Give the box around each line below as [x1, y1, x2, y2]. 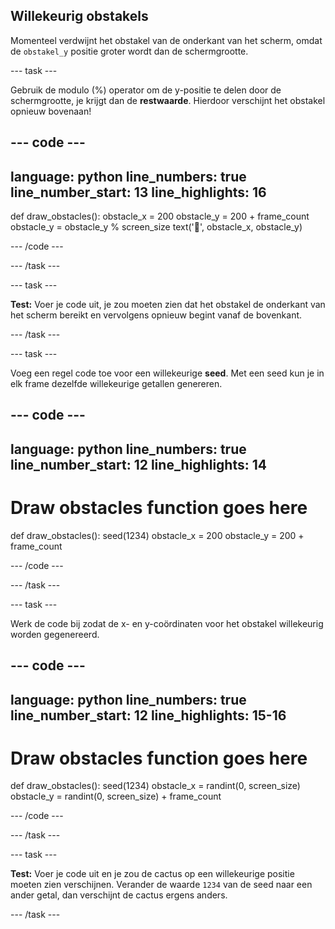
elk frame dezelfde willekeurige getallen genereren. [10, 378, 223, 390]
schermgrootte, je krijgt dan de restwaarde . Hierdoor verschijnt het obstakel [10, 94, 326, 106]
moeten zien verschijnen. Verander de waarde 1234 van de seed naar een [10, 879, 313, 891]
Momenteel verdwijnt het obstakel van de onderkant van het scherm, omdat [10, 34, 323, 46]
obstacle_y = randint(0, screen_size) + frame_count [10, 790, 222, 803]
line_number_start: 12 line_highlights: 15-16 [10, 707, 287, 724]
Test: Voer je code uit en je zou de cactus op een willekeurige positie [10, 868, 295, 880]
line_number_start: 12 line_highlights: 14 [10, 456, 267, 473]
